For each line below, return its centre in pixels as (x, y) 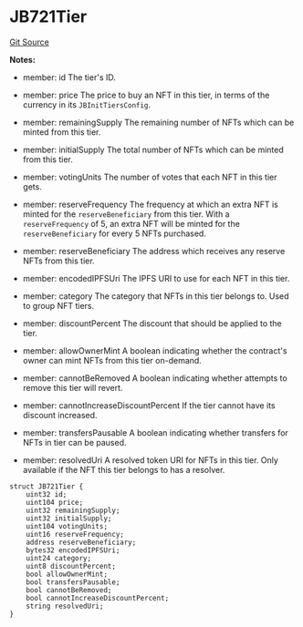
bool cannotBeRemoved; (69, 590)
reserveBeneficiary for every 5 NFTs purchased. (115, 233)
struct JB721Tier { (47, 486)
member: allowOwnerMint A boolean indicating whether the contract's (155, 350)
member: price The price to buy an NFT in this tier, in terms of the (146, 95)
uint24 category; (59, 558)
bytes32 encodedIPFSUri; (73, 550)
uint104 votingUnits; (67, 526)
